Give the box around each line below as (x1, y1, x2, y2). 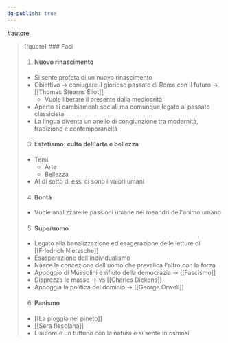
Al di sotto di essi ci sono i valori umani (34, 177, 145, 186)
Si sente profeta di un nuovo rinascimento (34, 73, 152, 81)
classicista (34, 109, 65, 118)
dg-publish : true (7, 10, 57, 17)
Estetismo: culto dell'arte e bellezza (34, 140, 139, 148)
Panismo (34, 299, 60, 307)
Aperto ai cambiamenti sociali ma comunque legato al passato (34, 102, 211, 111)
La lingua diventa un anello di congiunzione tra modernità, (34, 117, 199, 125)
